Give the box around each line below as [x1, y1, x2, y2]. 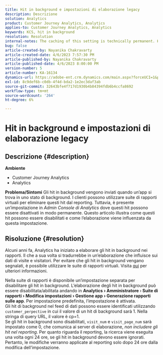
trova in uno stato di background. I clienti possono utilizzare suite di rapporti [5, 195, 157, 200]
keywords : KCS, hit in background [5, 30, 75, 35]
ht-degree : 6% [5, 98, 34, 103]
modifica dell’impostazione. [5, 344, 60, 350]
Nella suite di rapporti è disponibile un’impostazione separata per [5, 277, 135, 283]
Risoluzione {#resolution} [5, 234, 84, 243]
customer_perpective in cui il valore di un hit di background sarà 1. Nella [5, 308, 148, 314]
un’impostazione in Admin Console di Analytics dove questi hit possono [5, 205, 148, 211]
